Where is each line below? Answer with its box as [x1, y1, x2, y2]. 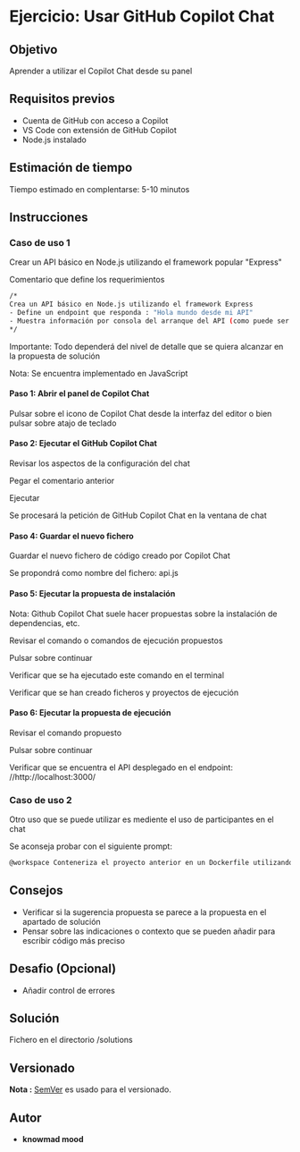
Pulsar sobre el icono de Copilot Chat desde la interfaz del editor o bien [9, 408, 272, 419]
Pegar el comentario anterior [9, 476, 115, 487]
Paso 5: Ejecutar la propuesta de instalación [9, 588, 176, 598]
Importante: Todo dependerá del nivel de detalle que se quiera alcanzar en [9, 341, 284, 352]
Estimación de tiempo [9, 160, 133, 175]
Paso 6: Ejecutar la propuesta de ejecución [9, 707, 171, 718]
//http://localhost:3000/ [9, 771, 96, 782]
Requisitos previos [9, 91, 115, 106]
